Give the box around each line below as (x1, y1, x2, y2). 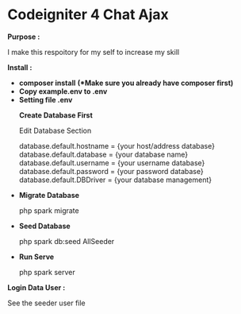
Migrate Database (18, 190, 80, 200)
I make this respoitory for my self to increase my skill (7, 47, 180, 56)
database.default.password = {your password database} (18, 166, 204, 176)
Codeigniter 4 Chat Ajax (7, 6, 170, 24)
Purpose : (7, 32, 40, 41)
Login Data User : (7, 282, 66, 292)
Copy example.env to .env (18, 86, 108, 96)
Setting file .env (18, 95, 73, 104)
